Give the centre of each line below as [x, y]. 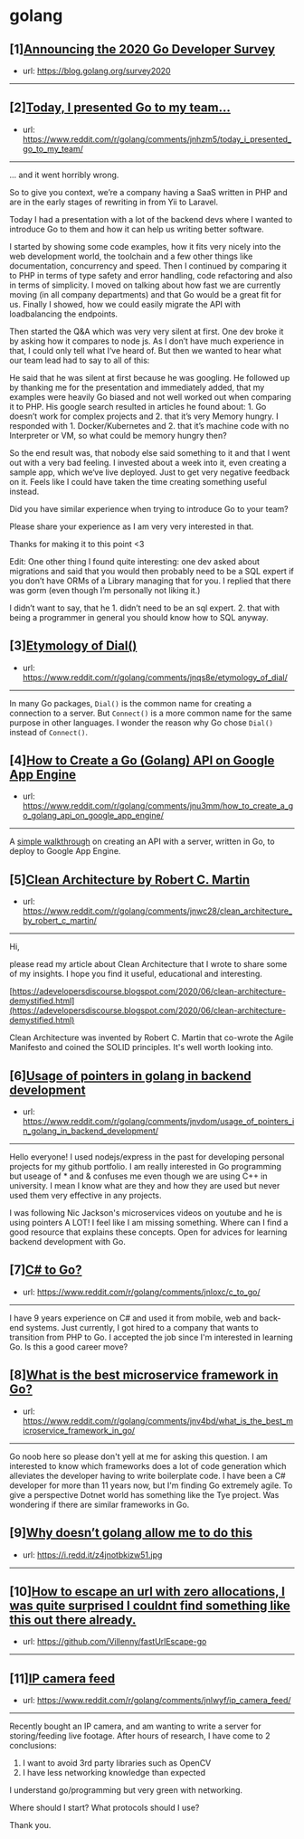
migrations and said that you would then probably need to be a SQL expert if [152, 571]
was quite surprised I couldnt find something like [150, 1605]
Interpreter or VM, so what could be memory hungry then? [119, 435]
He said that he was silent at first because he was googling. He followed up [150, 377]
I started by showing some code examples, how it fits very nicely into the [145, 246]
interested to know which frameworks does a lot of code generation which [148, 1465]
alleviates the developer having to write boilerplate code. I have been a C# [148, 1475]
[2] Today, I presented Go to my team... [120, 108]
